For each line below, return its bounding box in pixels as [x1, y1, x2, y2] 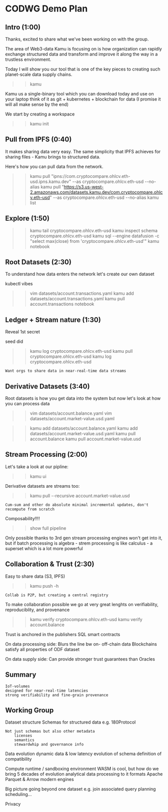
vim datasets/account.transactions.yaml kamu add [29, 290, 134, 296]
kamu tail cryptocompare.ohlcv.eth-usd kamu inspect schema [29, 227, 158, 233]
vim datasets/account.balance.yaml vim [29, 410, 112, 416]
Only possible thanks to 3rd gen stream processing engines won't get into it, [5, 535, 162, 541]
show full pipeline [29, 525, 66, 531]
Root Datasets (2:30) [5, 258, 71, 266]
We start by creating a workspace [5, 111, 75, 117]
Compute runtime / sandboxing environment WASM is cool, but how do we [5, 766, 159, 772]
